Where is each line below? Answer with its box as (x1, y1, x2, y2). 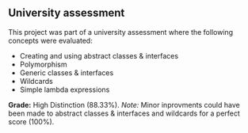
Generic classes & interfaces (19, 67, 114, 78)
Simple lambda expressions (19, 85, 110, 94)
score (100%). (8, 116, 55, 126)
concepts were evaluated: (8, 36, 93, 45)
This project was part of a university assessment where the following (8, 27, 234, 36)
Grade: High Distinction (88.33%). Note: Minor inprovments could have (8, 100, 240, 109)
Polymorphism (19, 59, 67, 69)
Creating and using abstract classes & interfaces (19, 51, 179, 60)
